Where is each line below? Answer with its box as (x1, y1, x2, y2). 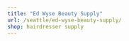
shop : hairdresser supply (7, 23, 84, 30)
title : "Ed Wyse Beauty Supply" (7, 10, 103, 17)
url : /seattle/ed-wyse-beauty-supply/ (7, 17, 122, 24)
